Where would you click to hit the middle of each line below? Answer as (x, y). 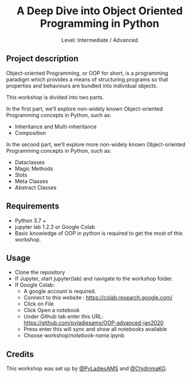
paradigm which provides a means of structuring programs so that (87, 79)
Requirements (33, 206)
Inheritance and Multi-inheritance (55, 127)
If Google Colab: (35, 285)
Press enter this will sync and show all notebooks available (95, 329)
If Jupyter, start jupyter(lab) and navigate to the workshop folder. (94, 279)
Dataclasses (30, 162)
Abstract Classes (36, 187)
